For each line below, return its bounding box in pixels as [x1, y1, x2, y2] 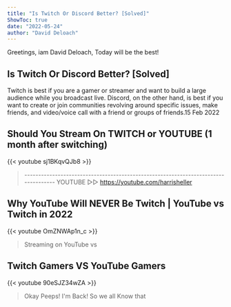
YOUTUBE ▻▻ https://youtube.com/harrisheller [56, 178, 192, 186]
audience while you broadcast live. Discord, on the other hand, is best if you [7, 94, 223, 102]
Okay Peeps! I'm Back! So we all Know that [23, 292, 146, 300]
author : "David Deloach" [7, 29, 79, 36]
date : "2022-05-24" [7, 23, 63, 30]
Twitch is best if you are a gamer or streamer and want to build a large [7, 87, 207, 95]
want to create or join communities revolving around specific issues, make [7, 101, 219, 109]
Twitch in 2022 [7, 209, 73, 220]
